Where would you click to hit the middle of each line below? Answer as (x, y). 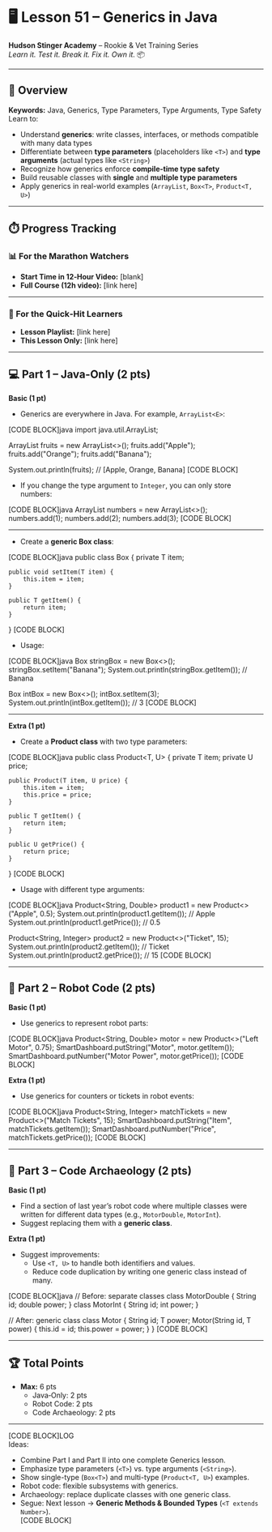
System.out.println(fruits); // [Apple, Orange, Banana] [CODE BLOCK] (123, 469)
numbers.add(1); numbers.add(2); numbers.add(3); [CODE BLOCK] (120, 518)
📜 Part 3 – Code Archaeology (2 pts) (100, 1170)
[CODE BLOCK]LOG (41, 1436)
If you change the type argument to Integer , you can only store (125, 485)
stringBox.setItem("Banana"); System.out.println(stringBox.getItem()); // (128, 669)
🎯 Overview (38, 90)
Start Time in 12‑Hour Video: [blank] (82, 277)
